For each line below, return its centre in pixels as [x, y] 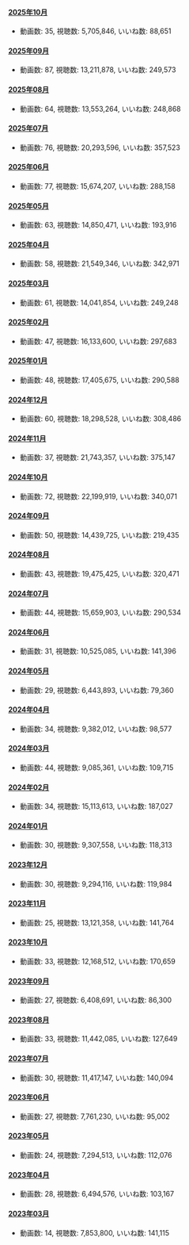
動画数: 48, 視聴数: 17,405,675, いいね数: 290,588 [99, 380]
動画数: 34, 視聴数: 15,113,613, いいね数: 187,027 [96, 806]
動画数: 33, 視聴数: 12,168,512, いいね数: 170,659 [98, 962]
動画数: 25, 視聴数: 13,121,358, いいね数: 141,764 [97, 922]
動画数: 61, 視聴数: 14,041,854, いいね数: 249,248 [99, 302]
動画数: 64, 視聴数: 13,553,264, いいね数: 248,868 [100, 109]
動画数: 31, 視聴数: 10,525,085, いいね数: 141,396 [98, 651]
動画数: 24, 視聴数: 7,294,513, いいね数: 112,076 [96, 1155]
